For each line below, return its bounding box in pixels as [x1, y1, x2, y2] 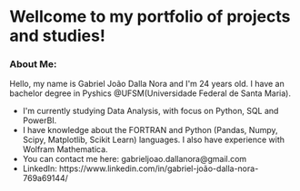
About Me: [9, 58, 57, 71]
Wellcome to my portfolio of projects [9, 6, 291, 27]
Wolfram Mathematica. [22, 144, 108, 155]
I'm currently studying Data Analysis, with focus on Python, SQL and [22, 106, 279, 117]
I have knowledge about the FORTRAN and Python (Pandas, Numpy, [22, 125, 279, 136]
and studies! [9, 25, 106, 46]
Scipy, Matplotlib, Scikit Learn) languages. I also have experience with [22, 134, 285, 146]
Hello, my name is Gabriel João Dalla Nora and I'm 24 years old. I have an [9, 79, 285, 90]
